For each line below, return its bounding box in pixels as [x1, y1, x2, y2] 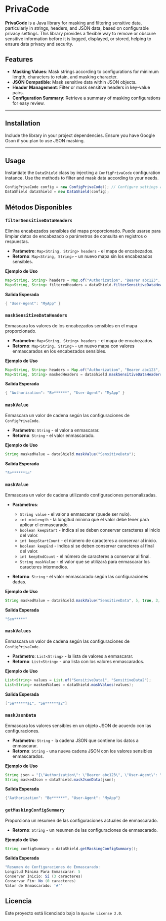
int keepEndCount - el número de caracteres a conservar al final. [19, 553, 151, 559]
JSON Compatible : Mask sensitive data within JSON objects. [12, 79, 137, 85]
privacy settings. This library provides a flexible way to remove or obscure [5, 30, 156, 36]
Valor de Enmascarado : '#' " [5, 883, 63, 888]
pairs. [12, 89, 24, 95]
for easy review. [12, 100, 45, 106]
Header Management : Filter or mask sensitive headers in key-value [12, 84, 151, 90]
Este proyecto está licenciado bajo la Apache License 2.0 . [5, 910, 123, 916]
